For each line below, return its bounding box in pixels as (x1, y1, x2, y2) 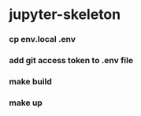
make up (9, 97, 43, 108)
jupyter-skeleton (9, 6, 121, 24)
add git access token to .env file (9, 55, 133, 66)
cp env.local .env (9, 34, 76, 45)
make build (9, 76, 52, 87)
